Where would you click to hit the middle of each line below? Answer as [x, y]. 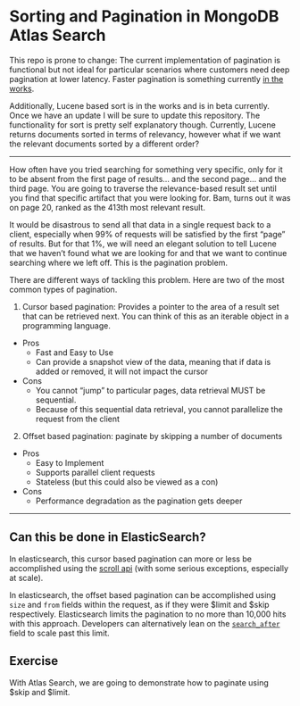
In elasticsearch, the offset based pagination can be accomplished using [143, 594]
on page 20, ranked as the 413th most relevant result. [107, 207]
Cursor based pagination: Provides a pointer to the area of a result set [150, 306]
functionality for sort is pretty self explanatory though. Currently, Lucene [143, 125]
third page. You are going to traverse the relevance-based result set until [143, 188]
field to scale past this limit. [59, 633]
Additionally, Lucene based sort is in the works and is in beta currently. [139, 105]
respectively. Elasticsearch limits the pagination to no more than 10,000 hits [148, 614]
